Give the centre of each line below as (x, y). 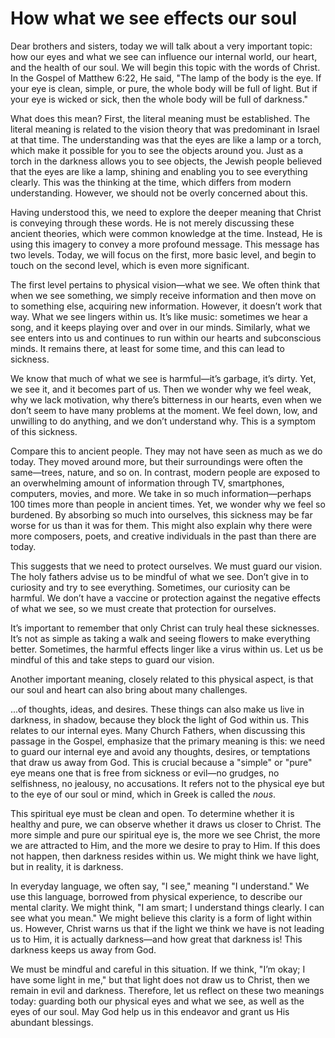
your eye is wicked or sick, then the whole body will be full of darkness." (159, 99)
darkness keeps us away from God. (83, 949)
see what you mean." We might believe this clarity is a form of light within (161, 918)
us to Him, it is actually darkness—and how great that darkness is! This (156, 939)
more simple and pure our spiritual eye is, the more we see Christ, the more (165, 834)
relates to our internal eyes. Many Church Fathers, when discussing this (158, 730)
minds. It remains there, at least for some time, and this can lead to (147, 348)
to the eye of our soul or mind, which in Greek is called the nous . (143, 794)
